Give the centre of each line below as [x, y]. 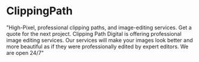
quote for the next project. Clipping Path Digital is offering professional [94, 33]
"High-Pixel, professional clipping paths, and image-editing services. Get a [99, 27]
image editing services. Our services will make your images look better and [99, 40]
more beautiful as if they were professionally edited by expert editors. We [97, 46]
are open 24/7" [25, 52]
